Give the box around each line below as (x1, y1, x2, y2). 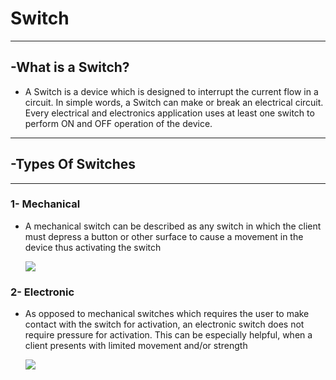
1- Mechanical (10, 197, 81, 211)
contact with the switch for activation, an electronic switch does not (24, 318, 305, 331)
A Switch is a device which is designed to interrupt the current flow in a (24, 85, 319, 97)
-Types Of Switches (10, 156, 137, 173)
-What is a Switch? (10, 59, 130, 76)
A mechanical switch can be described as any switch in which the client (24, 220, 322, 232)
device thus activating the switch (24, 241, 162, 253)
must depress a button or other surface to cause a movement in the (24, 230, 304, 242)
